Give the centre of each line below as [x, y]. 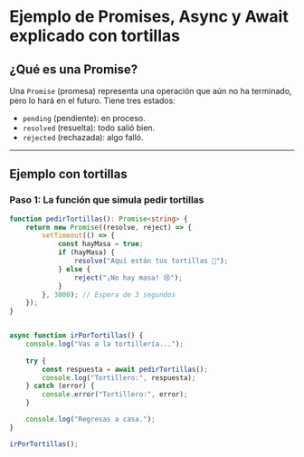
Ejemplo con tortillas [69, 174]
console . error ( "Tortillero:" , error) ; [115, 395]
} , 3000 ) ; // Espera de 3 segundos [109, 295]
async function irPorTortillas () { [76, 336]
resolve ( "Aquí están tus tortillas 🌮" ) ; [151, 261]
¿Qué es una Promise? [74, 69]
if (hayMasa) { [86, 252]
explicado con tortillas [95, 36]
